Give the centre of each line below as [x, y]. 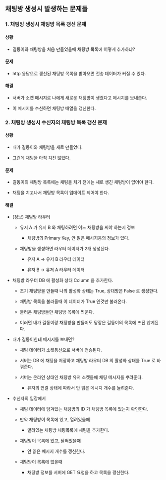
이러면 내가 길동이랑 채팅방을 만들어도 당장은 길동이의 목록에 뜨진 [83, 323]
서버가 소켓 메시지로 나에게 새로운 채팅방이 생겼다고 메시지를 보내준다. [80, 97]
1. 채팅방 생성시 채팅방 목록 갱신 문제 [46, 24]
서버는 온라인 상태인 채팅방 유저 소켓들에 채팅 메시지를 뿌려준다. [81, 378]
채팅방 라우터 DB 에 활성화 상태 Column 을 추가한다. [63, 281]
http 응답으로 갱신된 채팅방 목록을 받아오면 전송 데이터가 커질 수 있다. [79, 73]
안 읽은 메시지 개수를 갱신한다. [56, 451]
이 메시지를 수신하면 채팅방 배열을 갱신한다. [54, 108]
